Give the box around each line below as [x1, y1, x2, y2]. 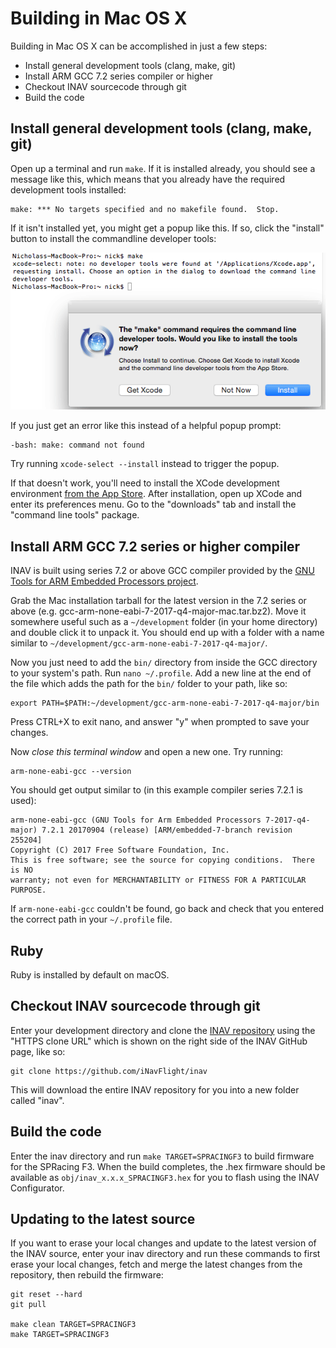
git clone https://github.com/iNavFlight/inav [10, 1066, 208, 1076]
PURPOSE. [10, 885, 47, 896]
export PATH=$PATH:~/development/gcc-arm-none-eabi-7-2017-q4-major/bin [10, 698, 320, 709]
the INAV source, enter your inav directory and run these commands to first [10, 1248, 321, 1260]
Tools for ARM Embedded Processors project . [10, 575, 199, 587]
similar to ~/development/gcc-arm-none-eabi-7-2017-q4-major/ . [10, 637, 268, 649]
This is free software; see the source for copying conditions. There [10, 855, 315, 866]
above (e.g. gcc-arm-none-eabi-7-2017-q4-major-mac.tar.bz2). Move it [10, 605, 307, 617]
